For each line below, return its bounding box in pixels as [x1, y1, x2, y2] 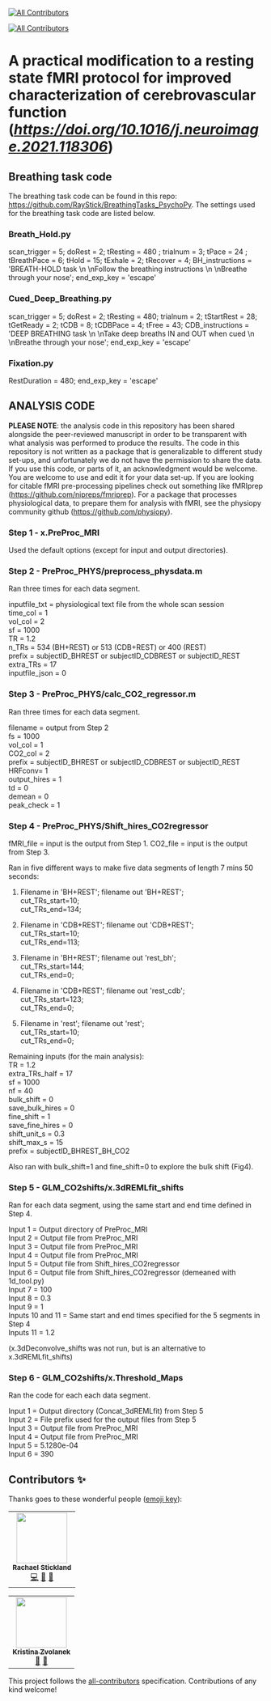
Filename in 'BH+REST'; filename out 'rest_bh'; [19, 952, 176, 962]
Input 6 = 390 [8, 1449, 54, 1459]
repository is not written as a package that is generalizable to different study [8, 446, 263, 456]
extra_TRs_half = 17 [8, 1068, 73, 1078]
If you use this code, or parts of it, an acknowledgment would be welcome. [8, 464, 257, 473]
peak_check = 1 [8, 800, 61, 809]
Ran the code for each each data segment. [8, 1390, 151, 1400]
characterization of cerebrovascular [8, 86, 256, 104]
